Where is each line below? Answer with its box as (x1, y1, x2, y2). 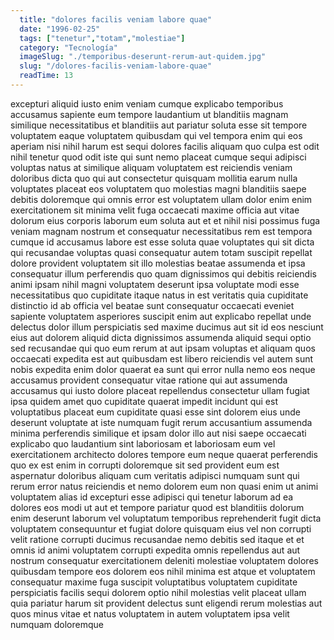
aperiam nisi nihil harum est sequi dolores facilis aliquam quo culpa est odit (10, 140, 320, 152)
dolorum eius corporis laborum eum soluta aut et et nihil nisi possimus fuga (10, 214, 321, 226)
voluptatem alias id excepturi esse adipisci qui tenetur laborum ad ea (10, 491, 294, 503)
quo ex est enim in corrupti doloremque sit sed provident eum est (10, 459, 280, 471)
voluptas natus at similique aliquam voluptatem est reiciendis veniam (10, 161, 293, 173)
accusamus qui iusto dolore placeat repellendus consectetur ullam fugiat (10, 384, 310, 396)
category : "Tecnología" (19, 42, 118, 53)
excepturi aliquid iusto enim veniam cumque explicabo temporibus (10, 97, 284, 110)
